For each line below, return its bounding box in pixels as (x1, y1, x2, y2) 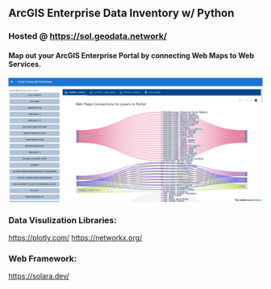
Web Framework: (8, 253, 77, 264)
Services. (8, 59, 42, 69)
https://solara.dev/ (8, 271, 70, 281)
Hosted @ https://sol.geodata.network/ (8, 31, 168, 42)
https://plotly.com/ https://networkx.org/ (8, 232, 143, 242)
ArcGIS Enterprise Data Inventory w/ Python (8, 6, 235, 20)
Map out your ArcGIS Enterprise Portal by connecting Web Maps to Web (8, 50, 254, 60)
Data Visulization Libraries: (8, 214, 117, 225)
